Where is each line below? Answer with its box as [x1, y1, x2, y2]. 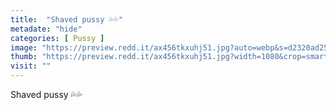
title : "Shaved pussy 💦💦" [10, 14, 124, 25]
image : [10, 42, 38, 53]
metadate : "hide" [10, 24, 83, 34]
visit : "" [10, 61, 52, 71]
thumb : [10, 52, 38, 62]
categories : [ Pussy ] [10, 33, 105, 43]
